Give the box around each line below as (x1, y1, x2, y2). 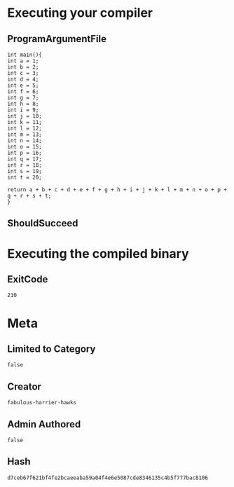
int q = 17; (7, 156, 42, 163)
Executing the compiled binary (7, 245, 189, 261)
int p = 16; (7, 149, 42, 156)
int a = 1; (7, 57, 39, 64)
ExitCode (7, 273, 48, 285)
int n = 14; (7, 137, 42, 144)
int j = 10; (7, 113, 42, 120)
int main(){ (7, 51, 42, 58)
